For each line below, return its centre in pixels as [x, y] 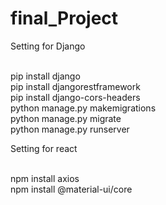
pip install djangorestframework [75, 86]
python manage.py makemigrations [83, 108]
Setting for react [44, 148]
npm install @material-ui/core [71, 189]
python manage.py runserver [70, 129]
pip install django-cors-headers [75, 97]
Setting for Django [48, 46]
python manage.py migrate [66, 118]
